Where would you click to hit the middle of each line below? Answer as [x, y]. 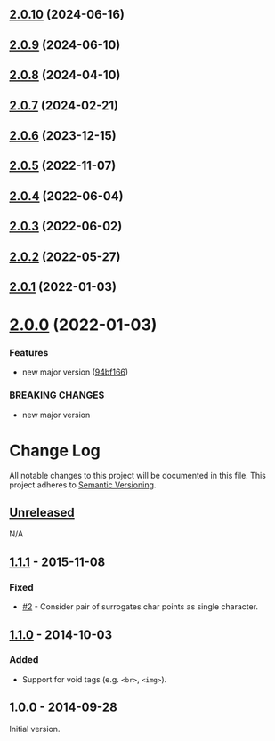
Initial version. [35, 729]
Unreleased [42, 513]
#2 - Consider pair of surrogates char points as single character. [140, 607]
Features [29, 353]
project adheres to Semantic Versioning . [83, 485]
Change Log [55, 451]
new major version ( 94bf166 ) [75, 372]
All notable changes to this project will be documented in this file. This [138, 475]
